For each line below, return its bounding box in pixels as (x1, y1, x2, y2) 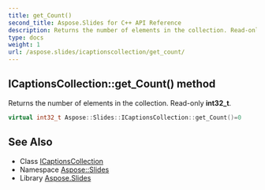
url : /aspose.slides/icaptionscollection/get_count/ (8, 48, 185, 56)
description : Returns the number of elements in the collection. (8, 26, 227, 34)
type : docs (8, 33, 44, 42)
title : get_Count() (8, 11, 73, 20)
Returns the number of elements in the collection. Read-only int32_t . (8, 98, 232, 107)
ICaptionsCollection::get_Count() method (8, 77, 216, 91)
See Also (8, 136, 53, 149)
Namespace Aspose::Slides (19, 165, 110, 174)
